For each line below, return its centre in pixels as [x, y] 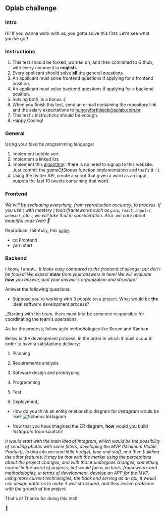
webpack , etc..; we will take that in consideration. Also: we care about [75, 215]
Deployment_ [26, 401]
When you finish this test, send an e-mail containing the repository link [84, 105]
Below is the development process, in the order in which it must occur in [79, 338]
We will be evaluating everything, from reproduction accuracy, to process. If [83, 205]
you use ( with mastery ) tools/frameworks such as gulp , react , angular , [79, 210]
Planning [21, 353]
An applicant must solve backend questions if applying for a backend [83, 89]
